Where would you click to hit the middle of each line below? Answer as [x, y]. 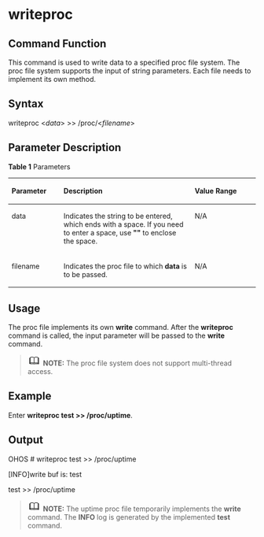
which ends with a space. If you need [123, 224]
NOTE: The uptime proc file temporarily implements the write [142, 509]
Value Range [216, 191]
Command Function [57, 44]
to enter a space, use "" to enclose [120, 233]
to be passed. [85, 274]
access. [40, 371]
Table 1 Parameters [39, 166]
